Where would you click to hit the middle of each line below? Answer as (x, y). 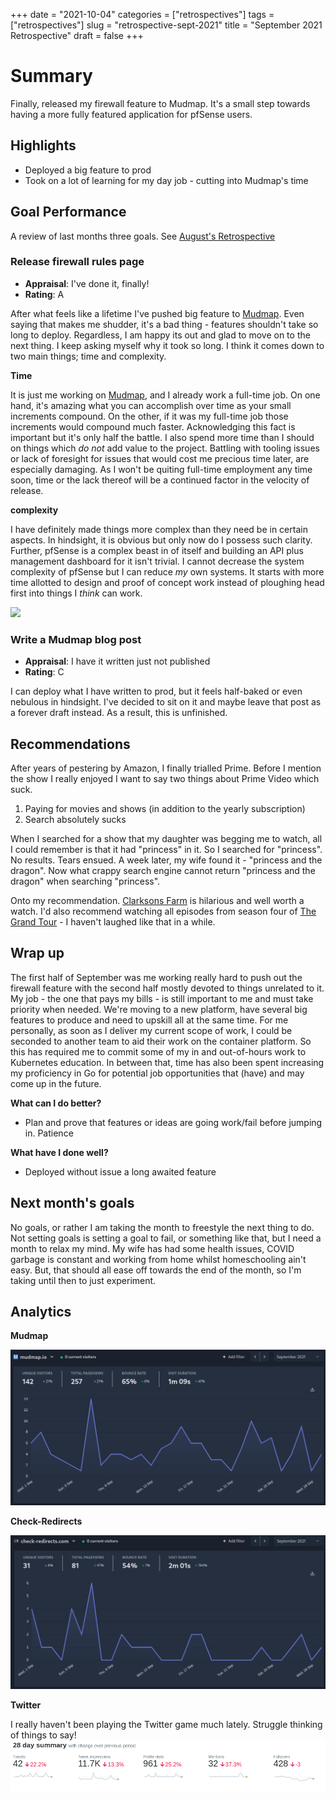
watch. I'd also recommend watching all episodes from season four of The (163, 911)
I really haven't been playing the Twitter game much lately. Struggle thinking (166, 1724)
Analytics (41, 1311)
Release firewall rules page (77, 262)
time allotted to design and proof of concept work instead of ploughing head (167, 582)
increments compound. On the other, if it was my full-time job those (149, 416)
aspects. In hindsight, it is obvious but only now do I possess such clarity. (161, 540)
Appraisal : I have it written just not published (117, 661)
